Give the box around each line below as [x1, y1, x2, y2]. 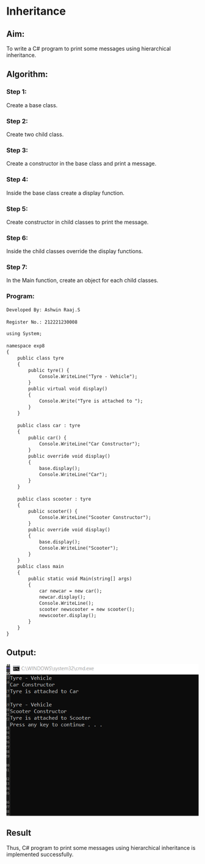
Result [6, 828, 32, 838]
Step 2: [6, 116, 29, 125]
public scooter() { [28, 508, 78, 514]
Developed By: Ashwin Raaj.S [6, 306, 81, 313]
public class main [17, 563, 64, 569]
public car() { [28, 434, 67, 441]
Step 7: [6, 263, 27, 271]
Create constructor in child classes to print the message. [6, 218, 149, 225]
